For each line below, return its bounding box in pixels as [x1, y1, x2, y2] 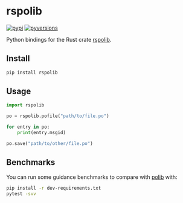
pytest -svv [6, 190, 36, 197]
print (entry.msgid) [17, 130, 66, 136]
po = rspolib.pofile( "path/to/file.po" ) [6, 113, 110, 119]
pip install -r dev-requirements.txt [6, 185, 101, 191]
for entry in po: [6, 124, 50, 130]
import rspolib [6, 102, 45, 108]
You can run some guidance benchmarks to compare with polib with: [6, 173, 178, 181]
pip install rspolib [6, 69, 59, 76]
